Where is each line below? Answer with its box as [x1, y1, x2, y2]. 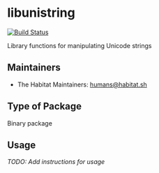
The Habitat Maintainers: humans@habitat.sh [17, 80, 148, 89]
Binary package [7, 119, 52, 127]
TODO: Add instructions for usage [7, 158, 105, 166]
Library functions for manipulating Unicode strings [7, 41, 152, 50]
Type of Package [7, 100, 82, 112]
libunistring [7, 5, 75, 21]
